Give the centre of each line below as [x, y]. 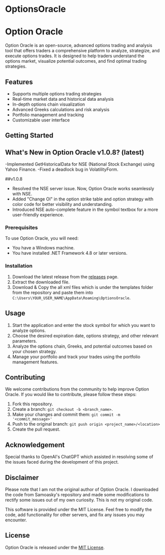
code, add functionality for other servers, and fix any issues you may [75, 515]
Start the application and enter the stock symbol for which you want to [83, 325]
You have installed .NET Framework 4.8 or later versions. [70, 253]
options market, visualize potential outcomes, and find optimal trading [76, 61]
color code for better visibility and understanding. [63, 204]
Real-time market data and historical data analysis [63, 99]
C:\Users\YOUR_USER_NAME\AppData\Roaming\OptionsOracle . [71, 298]
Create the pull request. [36, 429]
